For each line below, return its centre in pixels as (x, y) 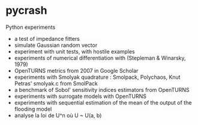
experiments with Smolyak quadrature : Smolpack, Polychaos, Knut (97, 77)
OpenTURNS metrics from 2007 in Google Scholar (76, 70)
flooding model (33, 109)
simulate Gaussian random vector (56, 45)
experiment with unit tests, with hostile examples (75, 51)
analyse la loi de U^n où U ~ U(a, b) (58, 115)
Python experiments (31, 27)
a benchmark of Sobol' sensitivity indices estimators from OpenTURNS (102, 90)
